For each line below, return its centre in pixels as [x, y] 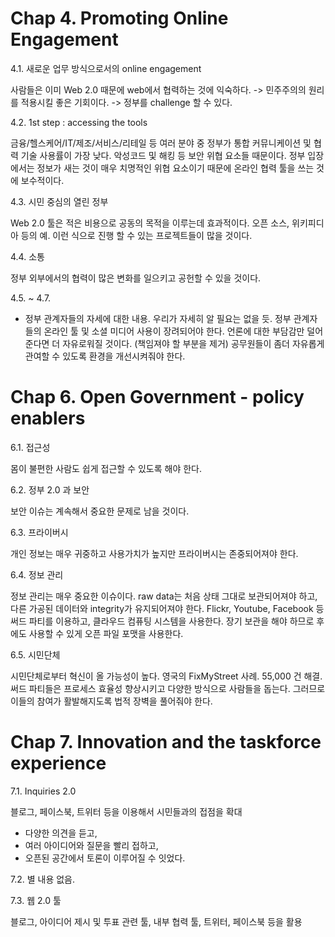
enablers [48, 418]
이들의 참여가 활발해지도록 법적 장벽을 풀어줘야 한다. [111, 701]
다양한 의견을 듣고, [61, 833]
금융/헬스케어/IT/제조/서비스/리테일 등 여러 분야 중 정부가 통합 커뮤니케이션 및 [161, 143]
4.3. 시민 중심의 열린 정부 [59, 201]
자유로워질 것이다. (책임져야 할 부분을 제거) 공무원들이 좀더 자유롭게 [193, 343]
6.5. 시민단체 [35, 654]
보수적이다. [42, 180]
